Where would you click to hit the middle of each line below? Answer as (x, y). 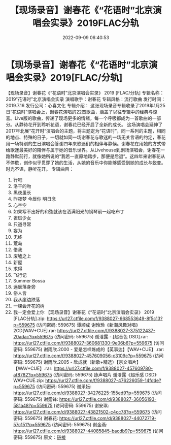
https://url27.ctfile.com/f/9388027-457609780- (103, 368)
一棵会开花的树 (29, 306)
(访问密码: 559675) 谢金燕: (80, 424)
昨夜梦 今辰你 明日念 (35, 199)
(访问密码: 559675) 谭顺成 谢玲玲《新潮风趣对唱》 (88, 325)
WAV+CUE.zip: (29, 380)
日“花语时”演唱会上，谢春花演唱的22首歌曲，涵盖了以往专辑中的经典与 (79, 112)
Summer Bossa (29, 280)
